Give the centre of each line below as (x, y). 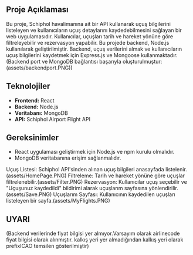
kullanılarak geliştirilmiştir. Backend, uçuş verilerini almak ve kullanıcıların (94, 49)
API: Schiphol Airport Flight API (53, 119)
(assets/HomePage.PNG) (36, 175)
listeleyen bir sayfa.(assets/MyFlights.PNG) (58, 201)
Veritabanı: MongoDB (41, 113)
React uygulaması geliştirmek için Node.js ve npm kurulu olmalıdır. (94, 152)
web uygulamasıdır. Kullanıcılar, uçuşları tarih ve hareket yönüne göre (90, 36)
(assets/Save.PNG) (29, 194)
